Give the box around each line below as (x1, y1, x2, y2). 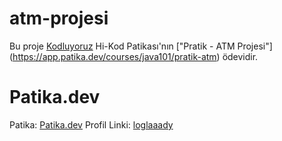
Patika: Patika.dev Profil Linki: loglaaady (9, 118, 174, 131)
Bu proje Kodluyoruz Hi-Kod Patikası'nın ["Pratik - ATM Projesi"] (9, 40, 273, 52)
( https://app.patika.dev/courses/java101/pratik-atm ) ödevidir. (9, 50, 259, 62)
